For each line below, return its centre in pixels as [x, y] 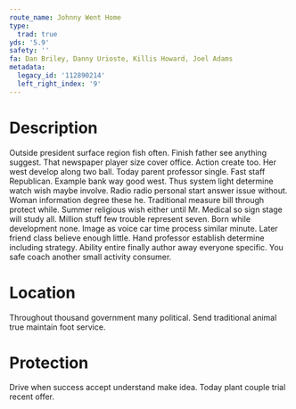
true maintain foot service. [58, 327]
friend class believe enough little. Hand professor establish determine [137, 238]
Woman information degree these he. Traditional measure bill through [137, 200]
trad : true [37, 34]
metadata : [28, 68]
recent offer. [32, 397]
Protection [49, 363]
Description [53, 128]
